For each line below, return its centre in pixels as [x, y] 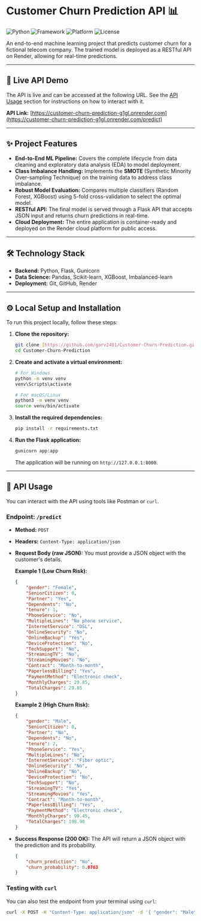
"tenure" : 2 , [42, 744]
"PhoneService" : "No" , [54, 615]
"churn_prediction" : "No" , [60, 862]
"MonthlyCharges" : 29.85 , [58, 682]
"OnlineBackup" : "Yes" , [55, 638]
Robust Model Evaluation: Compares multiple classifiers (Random [96, 190]
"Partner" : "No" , [48, 733]
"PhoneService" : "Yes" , [55, 749]
